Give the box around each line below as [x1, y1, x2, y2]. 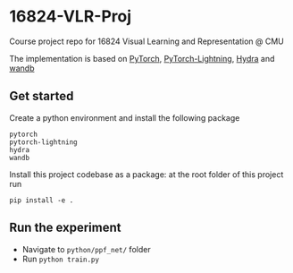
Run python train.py [21, 253, 100, 264]
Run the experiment [9, 220, 122, 235]
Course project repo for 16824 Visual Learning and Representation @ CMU [9, 36, 284, 47]
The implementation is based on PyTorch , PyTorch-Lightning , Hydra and [9, 53, 275, 64]
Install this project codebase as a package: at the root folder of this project [9, 168, 284, 180]
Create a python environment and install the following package [9, 112, 240, 123]
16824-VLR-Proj [9, 6, 132, 27]
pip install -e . [9, 195, 74, 205]
